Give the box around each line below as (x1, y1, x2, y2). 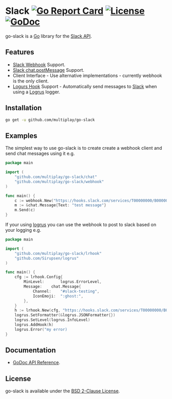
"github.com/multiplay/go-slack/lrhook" (14, 251, 102, 256)
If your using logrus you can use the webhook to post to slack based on (5, 222, 157, 228)
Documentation (5, 346, 56, 355)
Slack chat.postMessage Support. (12, 67, 84, 73)
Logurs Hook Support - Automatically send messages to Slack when (12, 83, 157, 89)
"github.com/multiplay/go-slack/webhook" (14, 179, 104, 184)
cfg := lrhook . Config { (14, 274, 63, 280)
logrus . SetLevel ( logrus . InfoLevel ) (14, 317, 91, 323)
